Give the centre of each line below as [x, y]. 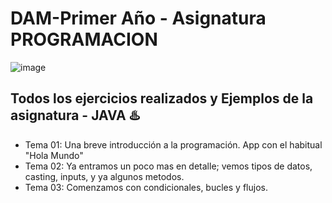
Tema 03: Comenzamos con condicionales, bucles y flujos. [146, 187]
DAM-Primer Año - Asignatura [138, 18]
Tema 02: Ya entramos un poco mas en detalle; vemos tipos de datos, [168, 166]
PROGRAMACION [84, 39]
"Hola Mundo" [54, 155]
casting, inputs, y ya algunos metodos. [104, 176]
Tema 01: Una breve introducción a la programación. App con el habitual [173, 144]
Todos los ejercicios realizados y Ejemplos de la [162, 98]
